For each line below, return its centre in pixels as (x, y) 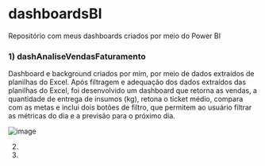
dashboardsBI (55, 14)
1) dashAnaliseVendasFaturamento (77, 56)
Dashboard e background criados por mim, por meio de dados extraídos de (131, 74)
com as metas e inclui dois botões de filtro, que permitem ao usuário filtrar (130, 107)
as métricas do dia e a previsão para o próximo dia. (92, 116)
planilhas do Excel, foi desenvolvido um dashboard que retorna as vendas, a (133, 91)
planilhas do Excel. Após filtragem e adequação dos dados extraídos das (127, 82)
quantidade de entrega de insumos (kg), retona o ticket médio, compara (126, 99)
